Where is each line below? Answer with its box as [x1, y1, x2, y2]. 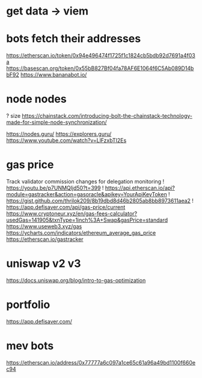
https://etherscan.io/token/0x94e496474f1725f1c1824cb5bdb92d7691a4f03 [6, 52, 195, 59]
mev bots [6, 339, 54, 353]
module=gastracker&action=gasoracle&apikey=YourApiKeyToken [6, 191, 167, 197]
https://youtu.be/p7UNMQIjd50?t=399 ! [6, 184, 104, 191]
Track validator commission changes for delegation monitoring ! [6, 178, 164, 185]
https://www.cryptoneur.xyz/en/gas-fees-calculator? [6, 210, 137, 217]
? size [6, 112, 21, 120]
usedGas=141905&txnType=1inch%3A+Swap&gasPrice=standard [6, 216, 168, 223]
